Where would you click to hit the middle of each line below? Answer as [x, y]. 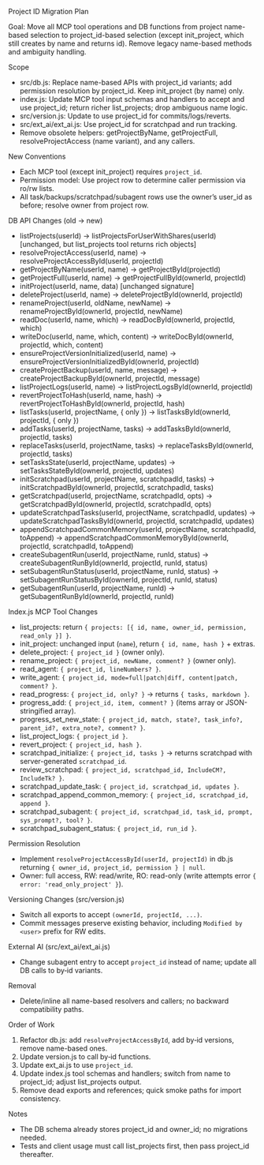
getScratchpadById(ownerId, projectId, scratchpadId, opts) [115, 504]
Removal [22, 985]
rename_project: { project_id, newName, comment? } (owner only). [128, 661]
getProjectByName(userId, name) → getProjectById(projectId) [120, 269]
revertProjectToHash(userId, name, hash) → [91, 395]
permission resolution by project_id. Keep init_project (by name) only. [132, 91]
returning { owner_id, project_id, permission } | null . [112, 867]
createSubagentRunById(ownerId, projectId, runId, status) [113, 563]
